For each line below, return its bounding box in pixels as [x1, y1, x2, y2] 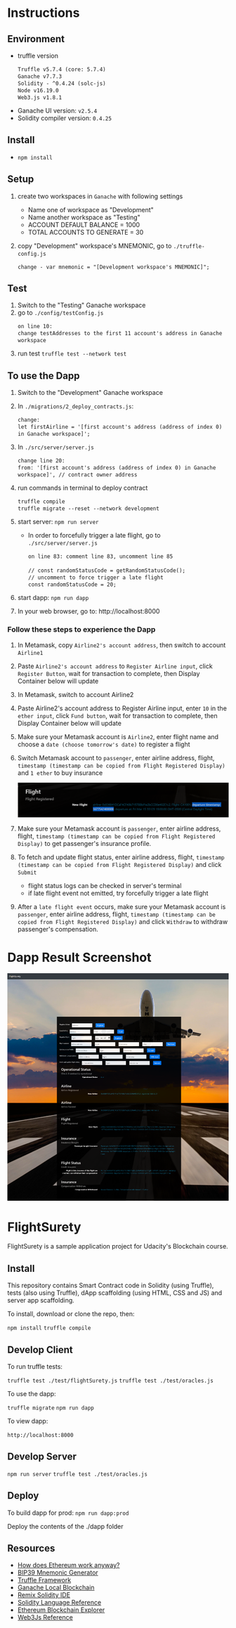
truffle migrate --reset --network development [17, 505, 159, 512]
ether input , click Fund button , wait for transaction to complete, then [17, 711, 218, 719]
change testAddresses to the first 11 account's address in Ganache [17, 330, 223, 337]
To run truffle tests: [7, 1362, 63, 1371]
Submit [17, 869, 37, 876]
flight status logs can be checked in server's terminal [27, 881, 182, 890]
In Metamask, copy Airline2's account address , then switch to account [17, 641, 226, 649]
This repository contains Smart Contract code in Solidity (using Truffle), [7, 1281, 214, 1290]
